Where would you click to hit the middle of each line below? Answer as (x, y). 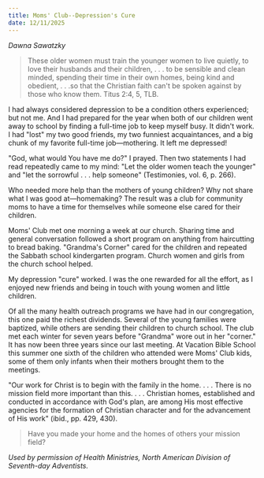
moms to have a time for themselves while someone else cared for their (124, 206)
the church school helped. (50, 264)
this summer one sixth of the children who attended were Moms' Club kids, (130, 353)
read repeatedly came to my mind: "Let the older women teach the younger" (132, 166)
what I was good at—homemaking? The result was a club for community (126, 198)
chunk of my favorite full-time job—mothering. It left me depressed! (118, 143)
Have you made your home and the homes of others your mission (134, 433)
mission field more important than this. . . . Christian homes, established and (132, 393)
